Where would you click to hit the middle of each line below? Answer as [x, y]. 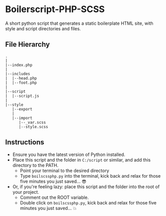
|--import [22, 118]
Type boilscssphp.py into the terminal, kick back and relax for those [90, 176]
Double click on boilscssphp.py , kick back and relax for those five [88, 202]
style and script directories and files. [43, 28]
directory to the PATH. [35, 165]
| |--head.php [21, 78]
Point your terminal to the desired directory [65, 171]
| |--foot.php [21, 83]
